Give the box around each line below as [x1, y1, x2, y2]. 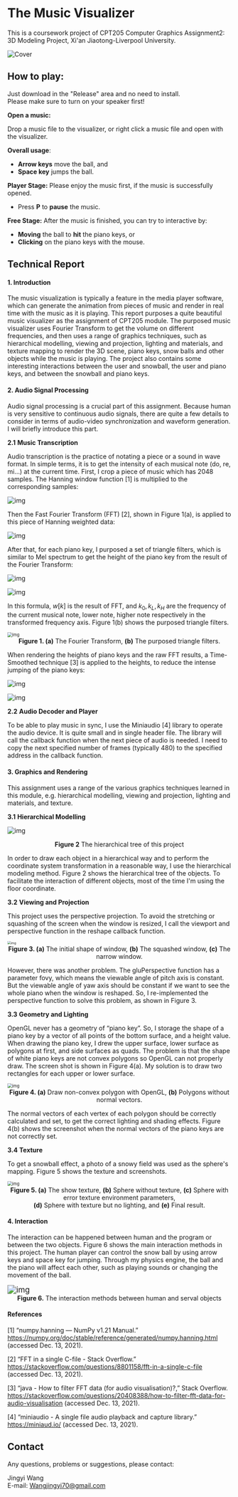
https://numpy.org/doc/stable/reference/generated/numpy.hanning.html [7, 1333, 218, 1342]
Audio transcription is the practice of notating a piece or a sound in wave [7, 452, 221, 461]
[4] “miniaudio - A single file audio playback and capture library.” [7, 1412, 198, 1421]
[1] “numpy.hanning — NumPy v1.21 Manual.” [7, 1325, 139, 1334]
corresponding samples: [7, 482, 79, 490]
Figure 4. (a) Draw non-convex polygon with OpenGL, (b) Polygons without [9, 1088, 229, 1096]
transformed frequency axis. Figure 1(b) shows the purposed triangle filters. [7, 618, 229, 627]
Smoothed [7, 658, 38, 667]
